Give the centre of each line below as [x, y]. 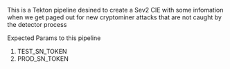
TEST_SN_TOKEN [42, 51]
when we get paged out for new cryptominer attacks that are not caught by [114, 17]
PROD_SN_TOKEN [43, 59]
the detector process [37, 24]
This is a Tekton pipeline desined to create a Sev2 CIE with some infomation [115, 10]
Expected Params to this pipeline [54, 38]
